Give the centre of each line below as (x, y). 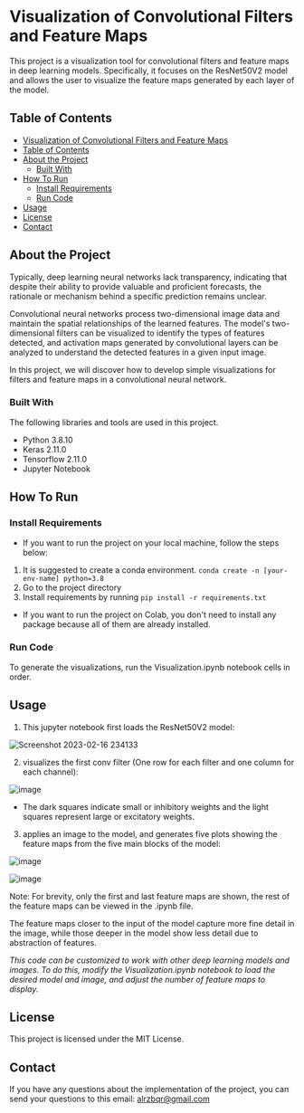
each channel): (50, 772)
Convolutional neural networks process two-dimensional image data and (145, 313)
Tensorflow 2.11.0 (55, 459)
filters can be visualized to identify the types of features (161, 333)
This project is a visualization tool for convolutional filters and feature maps (149, 61)
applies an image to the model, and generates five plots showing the (150, 833)
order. (20, 677)
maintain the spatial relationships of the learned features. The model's (140, 323)
